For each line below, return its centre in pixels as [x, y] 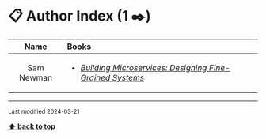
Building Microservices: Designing [144, 67]
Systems [128, 77]
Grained [95, 77]
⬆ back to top [32, 126]
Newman [36, 77]
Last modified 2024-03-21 [44, 111]
